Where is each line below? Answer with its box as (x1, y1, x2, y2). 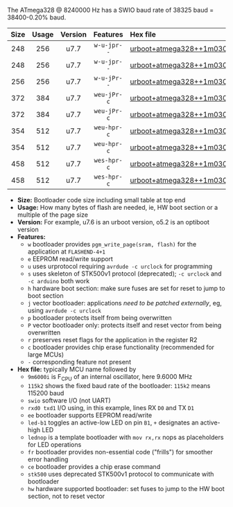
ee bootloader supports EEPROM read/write (27, 411, 153, 419)
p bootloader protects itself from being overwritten (27, 314, 172, 321)
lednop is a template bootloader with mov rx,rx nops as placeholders (27, 433, 224, 441)
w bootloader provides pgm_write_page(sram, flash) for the (27, 240, 197, 248)
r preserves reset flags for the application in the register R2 (27, 336, 198, 344)
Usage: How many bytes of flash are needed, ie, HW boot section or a (17, 204, 218, 211)
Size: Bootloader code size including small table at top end (17, 196, 186, 204)
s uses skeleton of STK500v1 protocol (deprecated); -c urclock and (27, 269, 222, 278)
